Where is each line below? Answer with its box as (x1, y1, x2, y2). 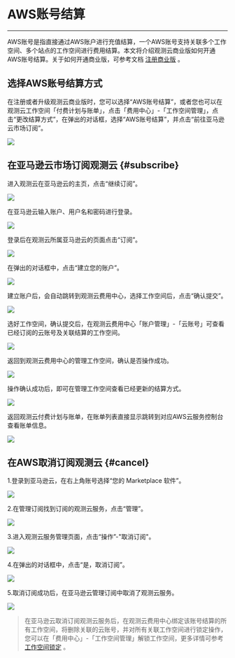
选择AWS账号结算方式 (7, 78, 103, 90)
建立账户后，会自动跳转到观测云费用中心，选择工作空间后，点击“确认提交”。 (7, 292, 227, 300)
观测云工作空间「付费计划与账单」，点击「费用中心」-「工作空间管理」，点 (7, 106, 219, 114)
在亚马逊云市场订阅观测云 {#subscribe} (7, 159, 180, 172)
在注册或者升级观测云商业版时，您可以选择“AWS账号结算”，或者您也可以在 (7, 97, 222, 106)
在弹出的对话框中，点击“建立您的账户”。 (7, 263, 124, 272)
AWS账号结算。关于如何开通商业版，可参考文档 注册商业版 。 (7, 55, 184, 63)
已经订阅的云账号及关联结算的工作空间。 (7, 328, 124, 336)
